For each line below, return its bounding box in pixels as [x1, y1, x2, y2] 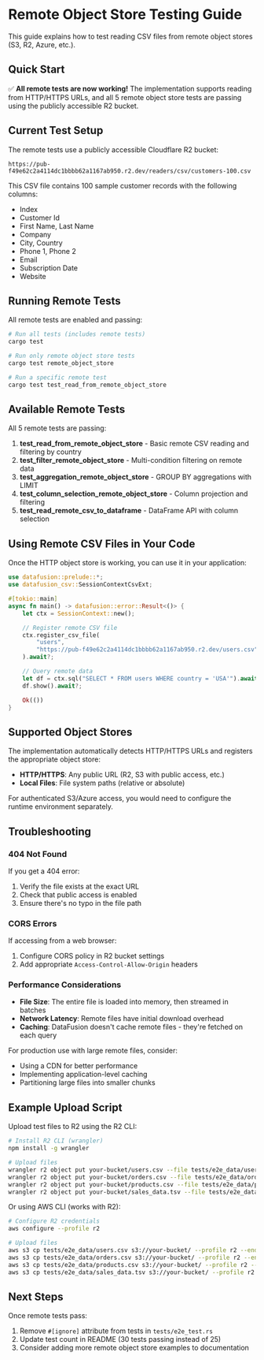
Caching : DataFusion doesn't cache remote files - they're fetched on [19, 1023, 244, 1032]
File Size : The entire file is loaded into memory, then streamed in [19, 997, 229, 1007]
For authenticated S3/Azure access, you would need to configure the [8, 794, 232, 803]
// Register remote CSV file [22, 624, 118, 632]
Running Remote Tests [8, 294, 122, 307]
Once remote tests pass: [8, 1311, 88, 1321]
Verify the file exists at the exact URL [19, 881, 140, 891]
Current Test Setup [8, 124, 104, 137]
